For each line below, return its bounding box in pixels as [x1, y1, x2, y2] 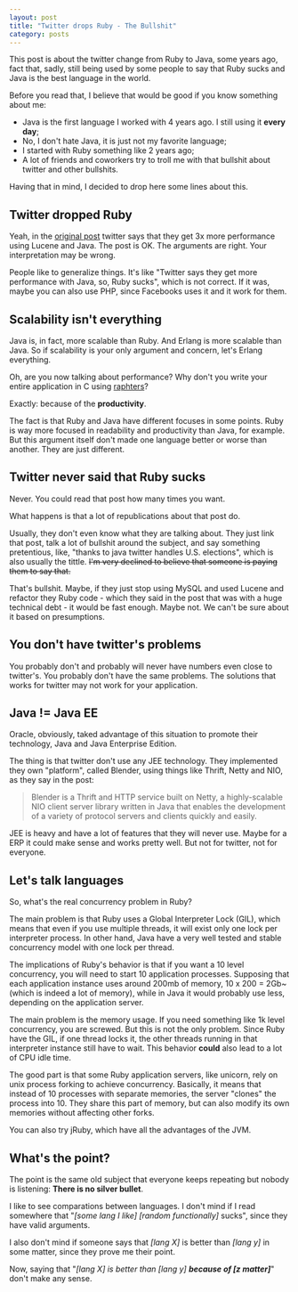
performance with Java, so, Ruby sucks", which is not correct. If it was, [9, 277, 270, 288]
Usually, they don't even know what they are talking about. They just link [9, 527, 275, 539]
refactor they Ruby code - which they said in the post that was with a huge [9, 592, 283, 603]
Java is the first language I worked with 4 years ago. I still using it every [21, 117, 286, 127]
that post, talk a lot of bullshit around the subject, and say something [9, 537, 261, 548]
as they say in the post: [9, 775, 95, 785]
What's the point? [9, 1150, 111, 1166]
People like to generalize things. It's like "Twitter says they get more [9, 267, 258, 278]
